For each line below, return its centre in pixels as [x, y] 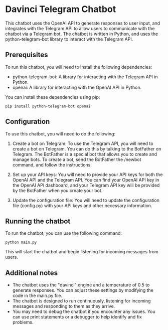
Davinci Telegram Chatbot [61, 9]
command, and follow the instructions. [52, 164]
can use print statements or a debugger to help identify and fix [77, 317]
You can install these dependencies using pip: [53, 97]
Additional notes [32, 273]
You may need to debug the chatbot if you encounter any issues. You [84, 311]
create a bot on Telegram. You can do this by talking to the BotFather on [87, 148]
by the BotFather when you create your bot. [57, 190]
